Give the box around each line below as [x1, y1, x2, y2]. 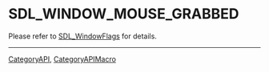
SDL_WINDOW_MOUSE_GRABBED [8, 5, 239, 23]
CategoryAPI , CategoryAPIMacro [8, 54, 116, 64]
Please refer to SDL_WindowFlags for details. [8, 31, 158, 41]
